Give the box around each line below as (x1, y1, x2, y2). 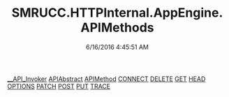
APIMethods (80, 20, 154, 36)
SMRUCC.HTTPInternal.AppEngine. (11, 5, 223, 21)
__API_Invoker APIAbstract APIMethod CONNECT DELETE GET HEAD (7, 75, 206, 83)
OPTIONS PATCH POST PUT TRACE (7, 82, 110, 90)
